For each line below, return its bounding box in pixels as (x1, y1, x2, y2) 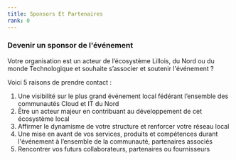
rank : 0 (7, 17, 31, 24)
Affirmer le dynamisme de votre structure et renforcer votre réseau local (17, 122, 230, 130)
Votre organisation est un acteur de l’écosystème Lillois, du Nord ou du (7, 56, 215, 65)
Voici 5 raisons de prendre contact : (7, 78, 112, 86)
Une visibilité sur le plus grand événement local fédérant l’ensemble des (17, 92, 229, 100)
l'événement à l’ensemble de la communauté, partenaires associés (17, 137, 213, 146)
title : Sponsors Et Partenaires (7, 10, 103, 18)
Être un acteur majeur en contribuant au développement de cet (17, 107, 203, 115)
